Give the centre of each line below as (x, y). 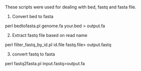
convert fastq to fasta (33, 54)
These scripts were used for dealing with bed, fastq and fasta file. (71, 7)
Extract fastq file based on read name (50, 35)
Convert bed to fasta (32, 16)
